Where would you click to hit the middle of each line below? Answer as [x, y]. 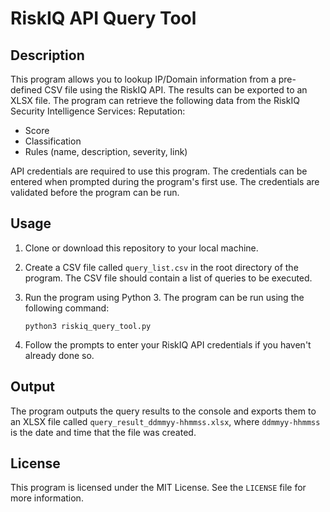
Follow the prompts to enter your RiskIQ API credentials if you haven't [168, 344]
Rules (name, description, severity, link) [106, 151]
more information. [47, 498]
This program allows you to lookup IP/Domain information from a [143, 79]
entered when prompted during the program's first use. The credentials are [165, 181]
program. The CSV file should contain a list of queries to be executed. [168, 278]
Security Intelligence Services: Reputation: [98, 111]
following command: [67, 308]
